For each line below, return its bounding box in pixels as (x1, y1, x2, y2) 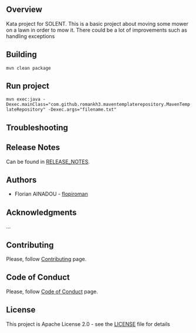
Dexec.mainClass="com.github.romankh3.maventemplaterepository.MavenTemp (6, 102, 191, 108)
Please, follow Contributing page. (6, 256, 87, 263)
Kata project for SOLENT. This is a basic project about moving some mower (6, 20, 189, 27)
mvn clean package (6, 65, 51, 71)
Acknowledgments (6, 207, 77, 217)
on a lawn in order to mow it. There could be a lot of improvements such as (6, 26, 188, 33)
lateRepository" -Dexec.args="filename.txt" (6, 107, 117, 113)
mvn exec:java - (6, 97, 46, 102)
